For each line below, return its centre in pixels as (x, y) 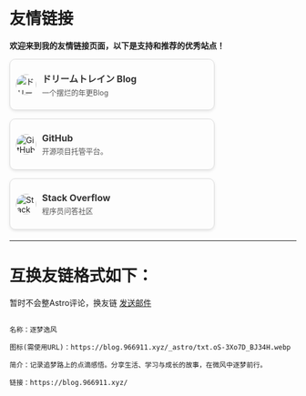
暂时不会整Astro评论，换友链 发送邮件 (81, 302)
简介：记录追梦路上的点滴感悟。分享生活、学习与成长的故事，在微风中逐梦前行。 (138, 365)
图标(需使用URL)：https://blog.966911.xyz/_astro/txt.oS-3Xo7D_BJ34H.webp (150, 347)
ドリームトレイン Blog (90, 78)
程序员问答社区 (68, 211)
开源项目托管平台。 (75, 151)
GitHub (58, 137)
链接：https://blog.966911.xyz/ (69, 382)
